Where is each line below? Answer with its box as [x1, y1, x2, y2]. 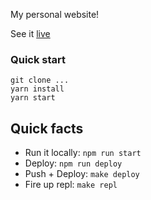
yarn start [10, 93, 56, 103]
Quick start [10, 52, 67, 66]
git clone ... [10, 75, 70, 86]
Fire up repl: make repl [24, 179, 118, 191]
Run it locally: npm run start [24, 147, 142, 159]
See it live [10, 28, 51, 39]
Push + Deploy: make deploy [24, 168, 140, 180]
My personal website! [10, 9, 100, 20]
